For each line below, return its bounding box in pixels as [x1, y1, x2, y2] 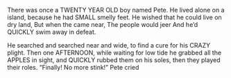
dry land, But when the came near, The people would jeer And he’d [7, 21, 198, 28]
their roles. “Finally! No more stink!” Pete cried [7, 64, 139, 71]
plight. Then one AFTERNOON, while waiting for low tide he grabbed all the [7, 48, 222, 57]
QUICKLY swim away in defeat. [7, 28, 96, 36]
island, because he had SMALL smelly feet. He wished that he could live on [7, 13, 222, 21]
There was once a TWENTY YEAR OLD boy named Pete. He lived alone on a [7, 6, 225, 14]
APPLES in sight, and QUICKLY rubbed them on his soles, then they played [7, 56, 221, 64]
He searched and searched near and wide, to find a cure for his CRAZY [7, 41, 210, 49]
